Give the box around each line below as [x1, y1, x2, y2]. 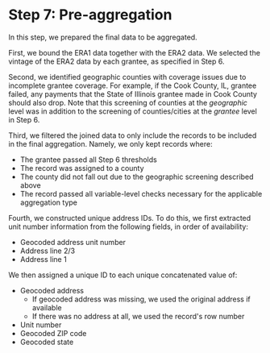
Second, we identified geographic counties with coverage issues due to [8, 72, 247, 81]
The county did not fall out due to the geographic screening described [19, 172, 254, 181]
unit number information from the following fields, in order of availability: [8, 222, 248, 231]
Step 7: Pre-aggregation [8, 6, 172, 24]
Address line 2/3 [19, 246, 75, 255]
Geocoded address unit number [19, 237, 127, 247]
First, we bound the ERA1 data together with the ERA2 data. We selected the [8, 48, 260, 57]
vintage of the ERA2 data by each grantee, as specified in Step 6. [8, 56, 225, 66]
